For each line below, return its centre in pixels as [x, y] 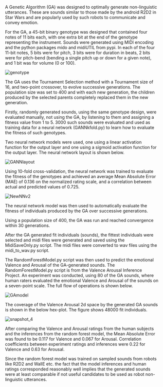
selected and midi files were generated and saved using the [65, 240]
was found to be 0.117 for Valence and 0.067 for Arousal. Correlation [73, 339]
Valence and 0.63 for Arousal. [35, 349]
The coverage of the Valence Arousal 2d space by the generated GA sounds [81, 304]
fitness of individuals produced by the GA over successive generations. [77, 211]
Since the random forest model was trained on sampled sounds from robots [81, 359]
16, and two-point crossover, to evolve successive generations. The [73, 87]
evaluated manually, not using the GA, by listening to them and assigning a [80, 117]
